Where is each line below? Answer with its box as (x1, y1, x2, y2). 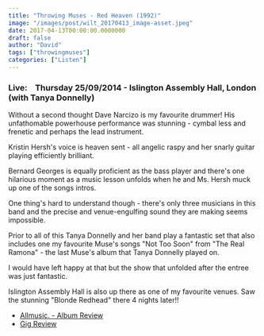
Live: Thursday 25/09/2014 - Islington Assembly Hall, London (8, 82, 257, 93)
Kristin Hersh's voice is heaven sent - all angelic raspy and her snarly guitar (8, 142, 255, 152)
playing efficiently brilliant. (8, 151, 94, 160)
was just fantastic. (8, 272, 68, 281)
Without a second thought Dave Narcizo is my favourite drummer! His (8, 110, 235, 120)
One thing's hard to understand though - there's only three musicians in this (8, 199, 256, 208)
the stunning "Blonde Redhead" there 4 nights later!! (8, 295, 179, 305)
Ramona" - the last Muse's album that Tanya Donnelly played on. (8, 248, 220, 257)
